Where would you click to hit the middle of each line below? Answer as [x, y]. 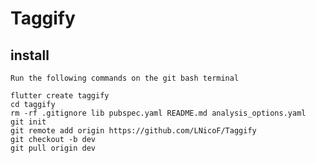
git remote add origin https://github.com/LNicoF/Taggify [133, 131]
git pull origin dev [53, 148]
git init [28, 122]
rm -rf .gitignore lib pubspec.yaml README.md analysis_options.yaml [158, 113]
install [30, 55]
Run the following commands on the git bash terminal [125, 78]
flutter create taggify [60, 96]
